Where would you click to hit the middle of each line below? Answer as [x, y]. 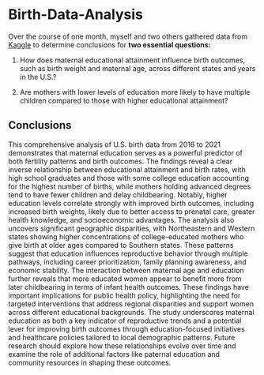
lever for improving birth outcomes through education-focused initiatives [126, 328]
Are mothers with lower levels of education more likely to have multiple [135, 92]
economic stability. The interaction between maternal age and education [126, 270]
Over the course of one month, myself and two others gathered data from [128, 36]
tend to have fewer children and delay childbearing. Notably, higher [118, 194]
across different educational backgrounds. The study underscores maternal [131, 312]
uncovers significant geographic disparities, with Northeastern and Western [132, 228]
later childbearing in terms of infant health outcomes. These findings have [128, 287]
